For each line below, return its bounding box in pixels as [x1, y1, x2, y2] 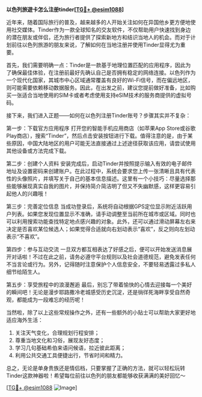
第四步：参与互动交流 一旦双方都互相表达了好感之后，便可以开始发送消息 [6, 246, 187, 253]
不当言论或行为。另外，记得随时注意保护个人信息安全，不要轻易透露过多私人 [6, 261, 196, 268]
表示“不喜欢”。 [6, 233, 43, 240]
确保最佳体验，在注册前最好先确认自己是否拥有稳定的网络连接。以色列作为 [11, 69, 196, 76]
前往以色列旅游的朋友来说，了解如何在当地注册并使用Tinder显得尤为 [11, 42, 180, 48]
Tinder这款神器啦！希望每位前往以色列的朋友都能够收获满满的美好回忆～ [6, 372, 186, 379]
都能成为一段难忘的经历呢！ [16, 296, 85, 303]
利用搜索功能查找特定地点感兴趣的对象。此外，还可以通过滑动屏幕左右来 [16, 218, 196, 225]
